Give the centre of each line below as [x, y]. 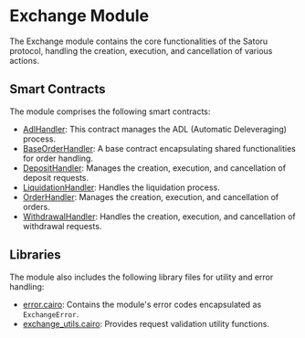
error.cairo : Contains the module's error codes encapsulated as [142, 304]
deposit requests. [56, 177]
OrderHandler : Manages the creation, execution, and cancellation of [151, 196]
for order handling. [58, 158]
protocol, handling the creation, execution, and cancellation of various [141, 50]
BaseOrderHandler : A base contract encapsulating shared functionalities [159, 148]
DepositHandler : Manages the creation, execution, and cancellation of [154, 168]
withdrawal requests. [62, 226]
